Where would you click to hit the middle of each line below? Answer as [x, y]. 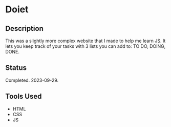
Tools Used [24, 96]
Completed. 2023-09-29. [32, 80]
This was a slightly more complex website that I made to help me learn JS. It [85, 41]
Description [24, 29]
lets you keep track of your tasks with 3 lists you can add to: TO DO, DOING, [85, 46]
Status [16, 68]
